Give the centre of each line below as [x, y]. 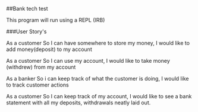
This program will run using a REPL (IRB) [56, 20]
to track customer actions [38, 85]
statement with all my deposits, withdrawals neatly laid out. [78, 103]
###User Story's [26, 31]
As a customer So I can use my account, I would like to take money [88, 61]
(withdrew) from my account [41, 67]
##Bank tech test [27, 9]
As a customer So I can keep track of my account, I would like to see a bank [99, 96]
